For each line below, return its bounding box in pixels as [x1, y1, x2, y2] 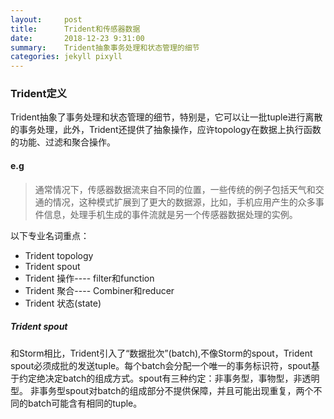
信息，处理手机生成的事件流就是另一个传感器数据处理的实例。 [43, 208, 298, 220]
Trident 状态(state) [24, 297, 102, 309]
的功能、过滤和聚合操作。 [10, 136, 116, 148]
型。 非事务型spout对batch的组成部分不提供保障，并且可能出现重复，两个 [10, 384, 314, 396]
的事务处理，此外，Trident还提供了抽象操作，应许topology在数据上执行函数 [10, 124, 322, 136]
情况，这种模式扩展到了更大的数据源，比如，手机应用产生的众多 [52, 196, 316, 208]
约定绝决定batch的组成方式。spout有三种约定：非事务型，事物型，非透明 [18, 372, 320, 384]
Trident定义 [10, 87, 68, 101]
